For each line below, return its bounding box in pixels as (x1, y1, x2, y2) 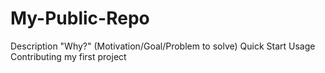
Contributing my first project (10, 50, 127, 62)
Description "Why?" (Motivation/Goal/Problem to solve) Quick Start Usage (10, 40, 316, 52)
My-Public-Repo (10, 7, 150, 30)
